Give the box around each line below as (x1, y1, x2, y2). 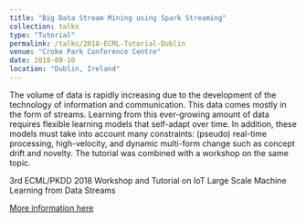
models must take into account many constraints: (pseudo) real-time (9, 128, 268, 139)
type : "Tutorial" (9, 30, 76, 39)
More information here (9, 202, 94, 213)
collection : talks (9, 22, 79, 31)
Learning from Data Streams (9, 185, 116, 196)
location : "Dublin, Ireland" (9, 65, 121, 74)
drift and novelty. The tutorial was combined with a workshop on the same (9, 147, 290, 158)
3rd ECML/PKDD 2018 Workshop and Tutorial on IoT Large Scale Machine (9, 174, 287, 185)
